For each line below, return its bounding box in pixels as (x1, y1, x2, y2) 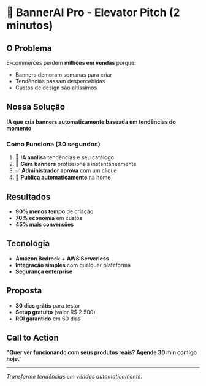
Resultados (6, 191, 51, 202)
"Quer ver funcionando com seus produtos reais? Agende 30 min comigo (6, 349, 197, 356)
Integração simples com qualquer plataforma (15, 261, 131, 268)
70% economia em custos (15, 214, 83, 221)
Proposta (6, 286, 42, 296)
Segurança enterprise (15, 268, 72, 275)
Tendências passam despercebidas (15, 78, 105, 85)
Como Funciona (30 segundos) (6, 140, 101, 148)
